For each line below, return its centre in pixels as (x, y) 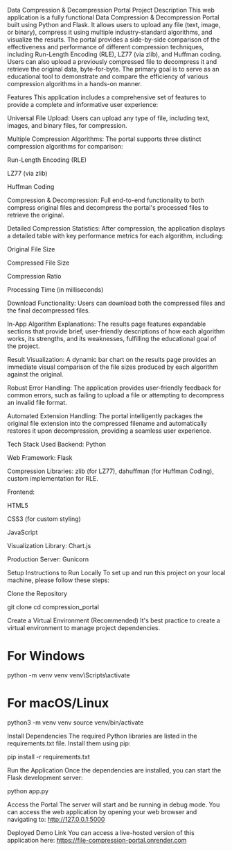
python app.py (28, 791)
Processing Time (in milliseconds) (55, 290)
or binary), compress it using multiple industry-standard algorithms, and (110, 32)
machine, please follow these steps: (58, 580)
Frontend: (21, 492)
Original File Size (31, 249)
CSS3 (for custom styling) (44, 519)
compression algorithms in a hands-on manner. (74, 84)
